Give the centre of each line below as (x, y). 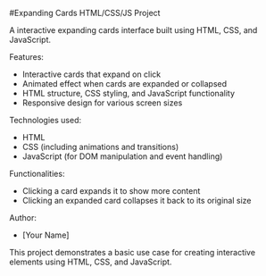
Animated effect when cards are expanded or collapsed (125, 84)
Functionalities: (37, 174)
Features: (27, 57)
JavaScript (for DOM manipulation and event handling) (122, 156)
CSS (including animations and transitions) (100, 147)
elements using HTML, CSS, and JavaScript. (91, 262)
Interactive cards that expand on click (91, 74)
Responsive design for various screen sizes (102, 103)
